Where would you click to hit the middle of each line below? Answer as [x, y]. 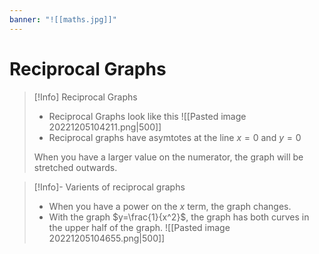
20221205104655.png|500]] [107, 238]
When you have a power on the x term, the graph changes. [170, 206]
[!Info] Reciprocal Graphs [85, 97]
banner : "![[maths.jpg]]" [63, 19]
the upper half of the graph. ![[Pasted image [139, 227]
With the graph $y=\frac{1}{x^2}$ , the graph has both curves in [179, 217]
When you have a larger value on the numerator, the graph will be [168, 157]
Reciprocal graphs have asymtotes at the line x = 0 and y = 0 [175, 137]
